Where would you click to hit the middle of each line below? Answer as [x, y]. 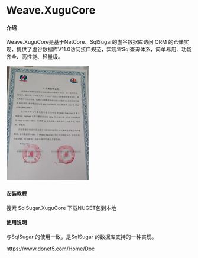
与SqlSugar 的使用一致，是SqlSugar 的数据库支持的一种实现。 [82, 237]
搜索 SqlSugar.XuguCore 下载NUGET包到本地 [61, 208]
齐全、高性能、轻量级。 [35, 57]
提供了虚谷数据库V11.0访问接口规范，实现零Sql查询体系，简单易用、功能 [104, 49]
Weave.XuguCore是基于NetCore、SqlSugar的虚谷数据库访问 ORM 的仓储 [95, 42]
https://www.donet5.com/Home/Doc [51, 249]
